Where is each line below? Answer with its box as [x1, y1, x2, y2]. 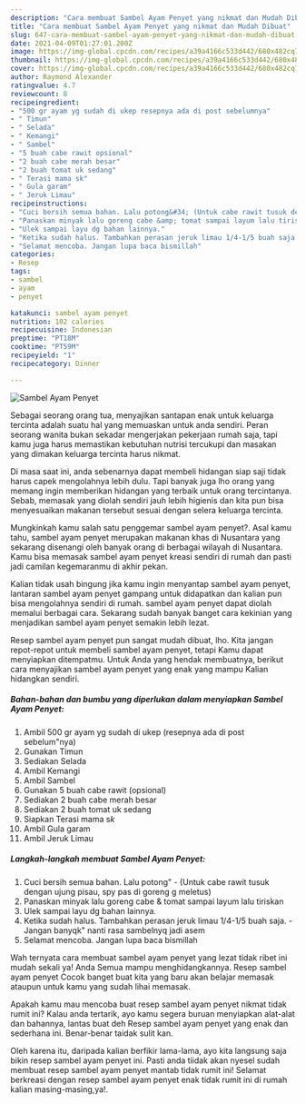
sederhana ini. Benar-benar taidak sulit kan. [10, 1028, 173, 1039]
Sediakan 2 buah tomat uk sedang [23, 803, 153, 814]
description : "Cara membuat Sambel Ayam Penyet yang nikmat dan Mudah [10, 13, 283, 23]
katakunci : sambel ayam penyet [10, 308, 129, 318]
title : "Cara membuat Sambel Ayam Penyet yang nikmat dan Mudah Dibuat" [10, 22, 291, 31]
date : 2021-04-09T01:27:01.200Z [10, 38, 133, 48]
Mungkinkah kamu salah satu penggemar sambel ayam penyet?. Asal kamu [10, 522, 292, 532]
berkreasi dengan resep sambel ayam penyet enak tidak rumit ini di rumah [10, 1074, 288, 1085]
